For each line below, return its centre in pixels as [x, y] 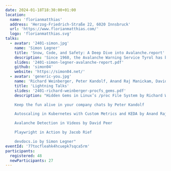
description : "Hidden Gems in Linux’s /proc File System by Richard [89, 95]
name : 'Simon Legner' [37, 48]
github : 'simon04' [34, 67]
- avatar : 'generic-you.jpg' [41, 77]
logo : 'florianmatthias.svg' [41, 34]
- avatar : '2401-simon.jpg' [40, 43]
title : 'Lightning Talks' [42, 86]
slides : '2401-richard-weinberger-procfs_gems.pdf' [70, 91]
